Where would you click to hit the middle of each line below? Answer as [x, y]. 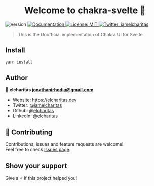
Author [16, 78]
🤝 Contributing [29, 132]
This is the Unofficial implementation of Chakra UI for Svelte [80, 34]
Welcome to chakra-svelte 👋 [85, 10]
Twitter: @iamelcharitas [37, 105]
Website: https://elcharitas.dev [45, 100]
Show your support [36, 165]
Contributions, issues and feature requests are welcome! [64, 144]
